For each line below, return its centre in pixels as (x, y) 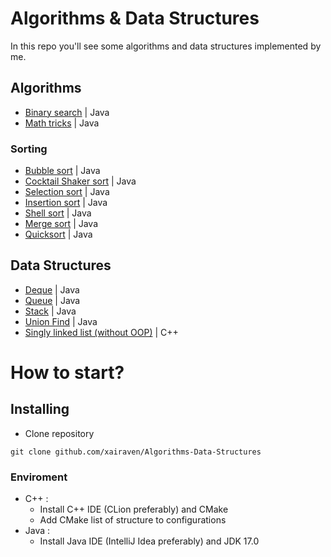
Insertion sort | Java (66, 203)
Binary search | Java (67, 112)
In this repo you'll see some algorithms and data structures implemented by (166, 46)
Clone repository (59, 433)
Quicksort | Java (58, 234)
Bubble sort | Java (62, 171)
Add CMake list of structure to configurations (133, 520)
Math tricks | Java (62, 123)
